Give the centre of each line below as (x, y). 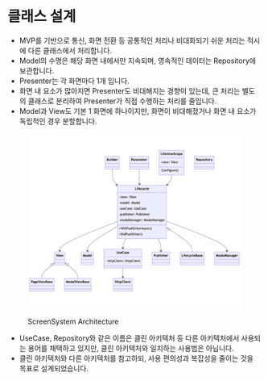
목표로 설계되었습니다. (54, 369)
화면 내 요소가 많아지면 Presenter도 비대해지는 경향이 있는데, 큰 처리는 (130, 90)
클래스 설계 (42, 17)
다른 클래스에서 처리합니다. (70, 50)
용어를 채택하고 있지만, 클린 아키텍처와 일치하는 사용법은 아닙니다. (131, 349)
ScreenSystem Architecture (73, 322)
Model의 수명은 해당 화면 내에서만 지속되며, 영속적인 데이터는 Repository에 (138, 61)
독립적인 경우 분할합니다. (58, 121)
